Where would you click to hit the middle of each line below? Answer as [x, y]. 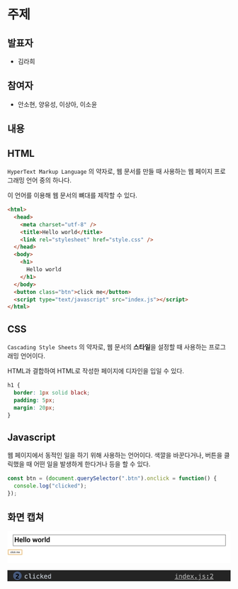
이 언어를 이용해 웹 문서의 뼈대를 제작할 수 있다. [73, 195]
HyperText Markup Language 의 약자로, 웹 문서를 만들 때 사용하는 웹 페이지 [110, 172]
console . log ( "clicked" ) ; [50, 486]
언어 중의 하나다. [49, 180]
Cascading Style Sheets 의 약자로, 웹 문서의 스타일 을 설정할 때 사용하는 [107, 347]
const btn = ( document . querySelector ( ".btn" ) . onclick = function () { [112, 479]
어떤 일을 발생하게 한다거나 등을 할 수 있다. [92, 464]
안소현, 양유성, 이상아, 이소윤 [57, 104]
